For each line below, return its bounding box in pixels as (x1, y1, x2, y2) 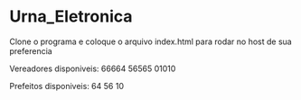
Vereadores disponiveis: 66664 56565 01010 (9, 63, 176, 74)
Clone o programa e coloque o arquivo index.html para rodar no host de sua (9, 36, 292, 47)
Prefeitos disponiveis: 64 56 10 (9, 80, 125, 91)
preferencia (9, 45, 52, 56)
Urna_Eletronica (9, 6, 133, 27)
